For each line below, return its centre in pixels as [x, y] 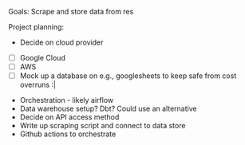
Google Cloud [42, 58]
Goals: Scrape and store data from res [71, 12]
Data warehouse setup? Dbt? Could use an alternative [108, 109]
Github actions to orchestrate [68, 134]
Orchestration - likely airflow [67, 100]
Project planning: [36, 27]
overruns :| [38, 85]
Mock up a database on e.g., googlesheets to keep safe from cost [128, 76]
